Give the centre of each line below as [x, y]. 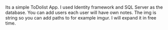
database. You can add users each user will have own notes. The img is [81, 12]
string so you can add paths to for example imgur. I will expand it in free [81, 18]
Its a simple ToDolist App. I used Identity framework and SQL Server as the [84, 7]
